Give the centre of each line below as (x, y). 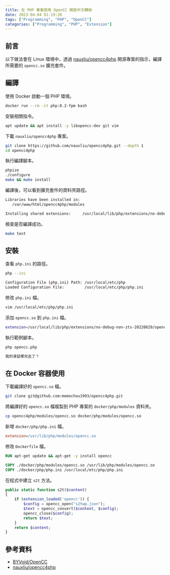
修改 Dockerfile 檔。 (27, 446)
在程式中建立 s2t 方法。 (30, 480)
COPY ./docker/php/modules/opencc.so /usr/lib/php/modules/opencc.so (80, 465)
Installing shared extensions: (38, 214)
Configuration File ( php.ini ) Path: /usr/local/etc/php (65, 283)
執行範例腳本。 (21, 337)
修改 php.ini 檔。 (23, 297)
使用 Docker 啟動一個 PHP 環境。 (40, 96)
